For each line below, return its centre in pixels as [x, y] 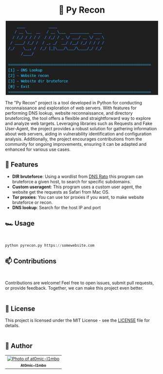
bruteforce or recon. [32, 202]
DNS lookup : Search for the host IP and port [56, 207]
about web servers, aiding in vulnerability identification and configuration [78, 134]
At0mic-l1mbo [33, 365]
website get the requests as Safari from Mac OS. [61, 192]
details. [12, 326]
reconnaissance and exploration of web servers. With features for [71, 108]
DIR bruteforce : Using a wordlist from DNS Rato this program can [78, 176]
